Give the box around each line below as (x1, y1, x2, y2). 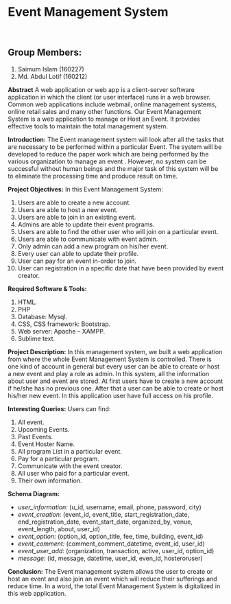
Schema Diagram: (8, 489, 60, 498)
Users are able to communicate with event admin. (17, 235, 158, 243)
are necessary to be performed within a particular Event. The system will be (8, 142, 222, 151)
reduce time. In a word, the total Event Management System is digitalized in (8, 581, 221, 590)
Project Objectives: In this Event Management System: (8, 185, 163, 193)
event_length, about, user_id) (17, 524, 101, 533)
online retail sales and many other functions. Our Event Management (8, 107, 202, 115)
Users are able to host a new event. (17, 205, 119, 213)
